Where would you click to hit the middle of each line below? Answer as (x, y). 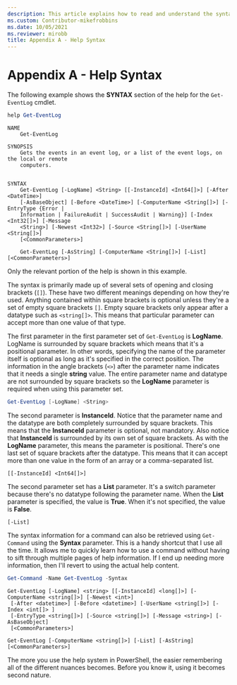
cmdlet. (45, 103)
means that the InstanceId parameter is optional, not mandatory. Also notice (118, 430)
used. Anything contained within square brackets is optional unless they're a (118, 300)
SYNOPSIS (20, 146)
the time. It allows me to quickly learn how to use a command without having (119, 550)
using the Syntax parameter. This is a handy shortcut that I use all (127, 543)
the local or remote (38, 159)
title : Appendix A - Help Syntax (56, 40)
